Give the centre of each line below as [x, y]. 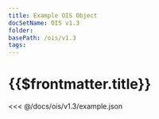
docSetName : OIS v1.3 [44, 23]
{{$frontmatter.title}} [80, 84]
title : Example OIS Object [53, 15]
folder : [21, 30]
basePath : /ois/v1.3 [43, 38]
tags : [17, 45]
